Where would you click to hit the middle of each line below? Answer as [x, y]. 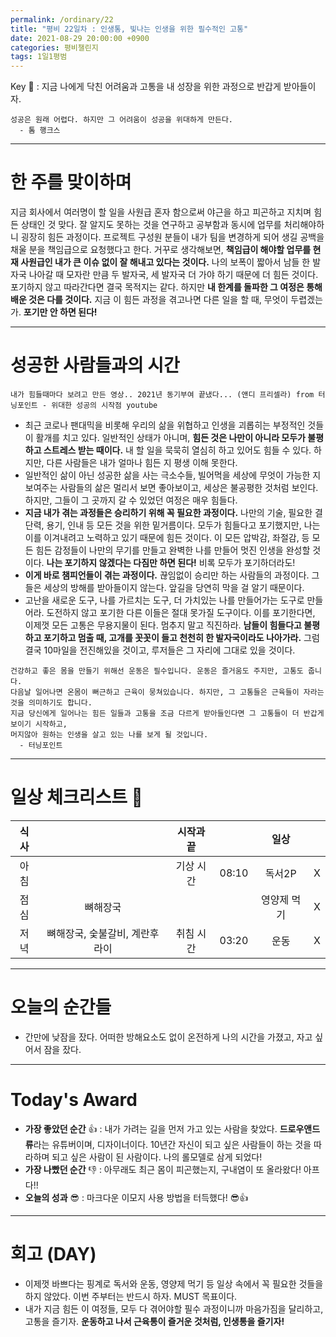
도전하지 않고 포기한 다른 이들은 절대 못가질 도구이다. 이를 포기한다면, [181, 612]
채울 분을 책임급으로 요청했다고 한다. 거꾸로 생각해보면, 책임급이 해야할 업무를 [161, 250]
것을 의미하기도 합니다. [51, 703]
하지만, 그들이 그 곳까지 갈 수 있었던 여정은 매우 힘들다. [131, 500]
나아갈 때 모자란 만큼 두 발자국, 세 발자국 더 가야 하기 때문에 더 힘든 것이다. [173, 275]
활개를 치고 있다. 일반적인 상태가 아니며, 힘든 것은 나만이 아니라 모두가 [170, 437]
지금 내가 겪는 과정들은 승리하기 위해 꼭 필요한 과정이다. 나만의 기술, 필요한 [168, 512]
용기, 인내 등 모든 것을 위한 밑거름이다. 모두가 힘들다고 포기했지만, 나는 [183, 525]
